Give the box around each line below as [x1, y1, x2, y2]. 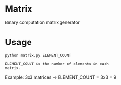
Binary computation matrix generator [5, 20, 80, 25]
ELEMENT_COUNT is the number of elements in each [5, 61, 109, 66]
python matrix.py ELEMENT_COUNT [5, 53, 71, 58]
